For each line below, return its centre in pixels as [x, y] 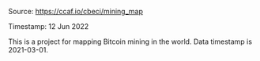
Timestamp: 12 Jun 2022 [49, 26]
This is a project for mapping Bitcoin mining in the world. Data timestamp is [130, 41]
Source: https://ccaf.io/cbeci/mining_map [76, 11]
